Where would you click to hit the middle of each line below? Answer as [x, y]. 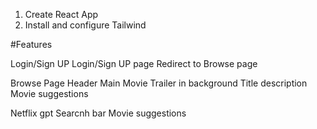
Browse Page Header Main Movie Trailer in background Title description [159, 83]
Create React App [61, 14]
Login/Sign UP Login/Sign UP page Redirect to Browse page [134, 63]
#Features [31, 44]
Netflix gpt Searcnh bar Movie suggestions [98, 113]
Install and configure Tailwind [85, 25]
